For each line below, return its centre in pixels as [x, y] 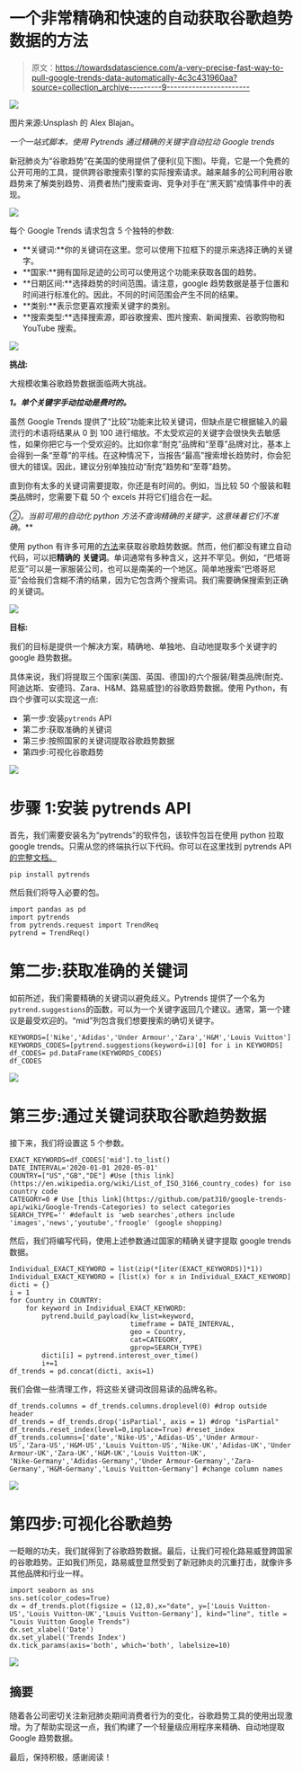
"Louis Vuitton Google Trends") [70, 1622]
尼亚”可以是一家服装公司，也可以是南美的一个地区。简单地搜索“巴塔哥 [139, 568]
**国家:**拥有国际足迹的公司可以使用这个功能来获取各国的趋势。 [142, 271]
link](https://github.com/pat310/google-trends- [195, 1199]
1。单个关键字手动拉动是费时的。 [71, 402]
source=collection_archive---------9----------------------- [140, 87]
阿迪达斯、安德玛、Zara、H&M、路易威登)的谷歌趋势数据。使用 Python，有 [149, 688]
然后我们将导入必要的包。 [57, 892]
